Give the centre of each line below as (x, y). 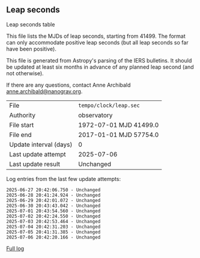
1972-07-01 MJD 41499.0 (118, 124)
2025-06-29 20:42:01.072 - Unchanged (53, 200)
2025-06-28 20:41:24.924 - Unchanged (53, 195)
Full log (15, 248)
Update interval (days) (41, 144)
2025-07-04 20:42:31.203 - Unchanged (53, 227)
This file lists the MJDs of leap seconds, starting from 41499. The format (96, 36)
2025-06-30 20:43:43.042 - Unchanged (53, 206)
